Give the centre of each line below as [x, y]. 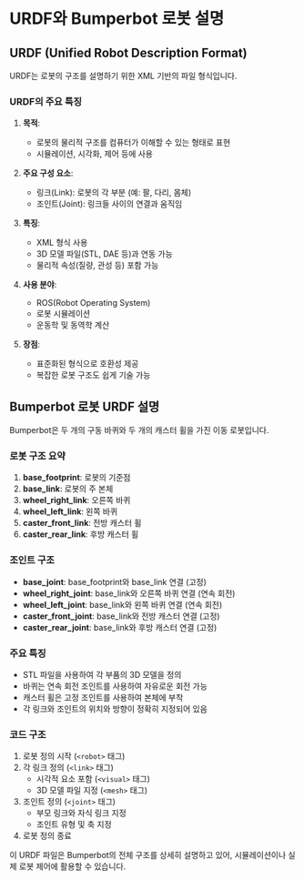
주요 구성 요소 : [48, 173]
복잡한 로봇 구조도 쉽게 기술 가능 [93, 375]
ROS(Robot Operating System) [93, 303]
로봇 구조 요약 [38, 456]
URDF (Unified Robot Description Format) [128, 52]
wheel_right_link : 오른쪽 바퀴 [76, 501]
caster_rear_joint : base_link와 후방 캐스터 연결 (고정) [120, 627]
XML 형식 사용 [62, 243]
